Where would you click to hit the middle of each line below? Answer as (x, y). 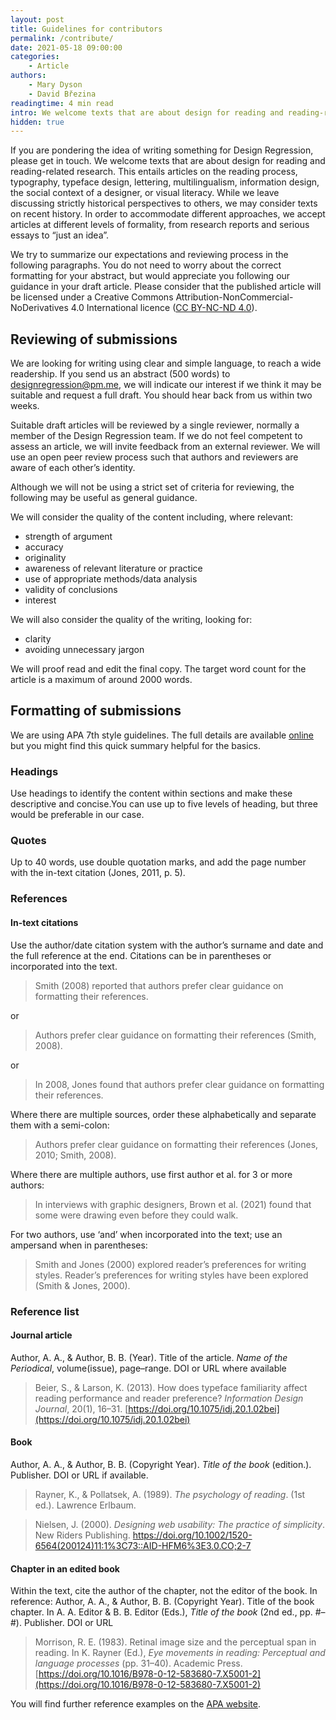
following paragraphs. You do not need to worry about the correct (146, 265)
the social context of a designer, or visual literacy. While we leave (145, 193)
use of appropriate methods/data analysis (111, 579)
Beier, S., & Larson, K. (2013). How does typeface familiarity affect (171, 1387)
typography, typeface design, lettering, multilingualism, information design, (165, 182)
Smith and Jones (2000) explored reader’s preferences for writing (170, 1264)
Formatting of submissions (96, 711)
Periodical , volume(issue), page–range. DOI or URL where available (148, 1368)
